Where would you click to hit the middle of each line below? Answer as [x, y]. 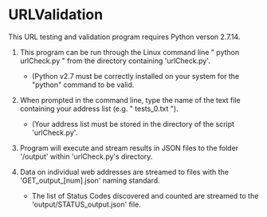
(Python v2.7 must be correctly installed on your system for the [135, 76]
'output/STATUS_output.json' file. [86, 204]
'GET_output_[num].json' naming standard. [90, 180]
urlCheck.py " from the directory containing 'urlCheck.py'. [115, 61]
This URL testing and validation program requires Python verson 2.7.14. [124, 37]
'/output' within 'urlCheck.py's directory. [86, 156]
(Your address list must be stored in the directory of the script [133, 124]
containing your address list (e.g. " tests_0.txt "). [99, 108]
